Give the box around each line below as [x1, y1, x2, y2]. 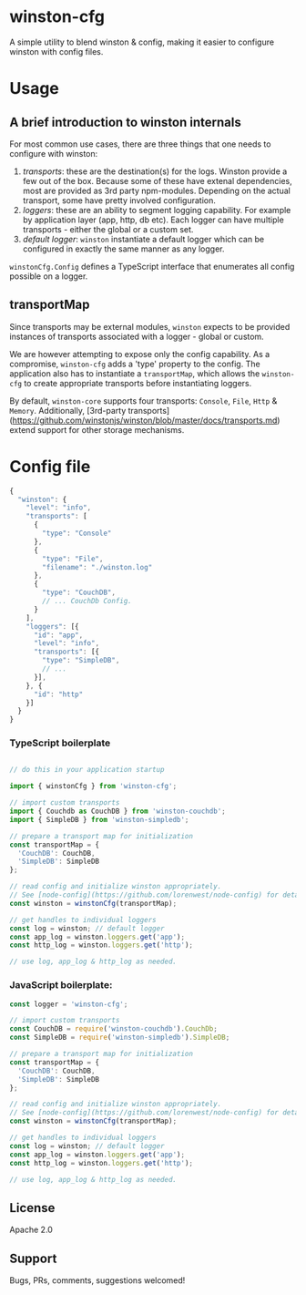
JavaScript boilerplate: [9, 979, 113, 992]
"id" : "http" [33, 690, 84, 699]
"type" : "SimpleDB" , [42, 656, 120, 665]
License [9, 1200, 56, 1216]
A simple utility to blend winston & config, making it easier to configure [9, 36, 275, 47]
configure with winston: [9, 148, 98, 159]
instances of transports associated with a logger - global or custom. [9, 331, 264, 342]
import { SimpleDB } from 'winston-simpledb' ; [9, 815, 189, 824]
